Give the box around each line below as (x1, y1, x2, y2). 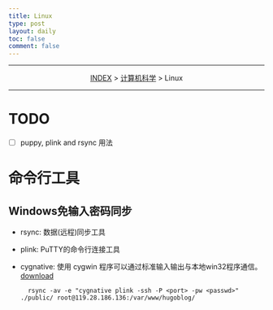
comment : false (8, 42, 60, 50)
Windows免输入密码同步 (8, 204, 132, 218)
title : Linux (8, 11, 53, 20)
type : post (8, 20, 45, 28)
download (19, 271, 54, 281)
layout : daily (8, 27, 57, 35)
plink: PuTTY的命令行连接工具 (19, 245, 120, 255)
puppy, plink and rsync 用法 (19, 138, 114, 147)
